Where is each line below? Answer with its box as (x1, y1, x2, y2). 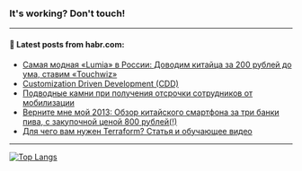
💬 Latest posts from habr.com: (9, 38, 125, 49)
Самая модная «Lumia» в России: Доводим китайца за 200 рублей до (22, 59, 292, 70)
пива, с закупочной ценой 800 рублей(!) (22, 115, 178, 127)
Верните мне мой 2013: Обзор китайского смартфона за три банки (22, 107, 280, 117)
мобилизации (22, 97, 75, 107)
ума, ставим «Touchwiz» (22, 68, 118, 79)
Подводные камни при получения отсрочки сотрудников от (22, 88, 253, 98)
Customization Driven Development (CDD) (22, 78, 180, 89)
